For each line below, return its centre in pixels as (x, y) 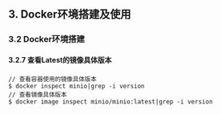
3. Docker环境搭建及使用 (70, 14)
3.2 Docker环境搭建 (47, 39)
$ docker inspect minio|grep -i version (77, 86)
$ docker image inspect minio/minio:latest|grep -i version (111, 102)
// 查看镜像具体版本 (38, 95)
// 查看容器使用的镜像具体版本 (53, 79)
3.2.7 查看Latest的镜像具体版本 (60, 59)
